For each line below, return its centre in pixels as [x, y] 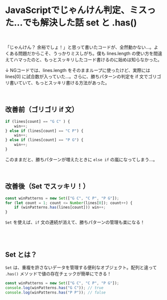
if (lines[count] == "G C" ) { [38, 121]
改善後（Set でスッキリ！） [47, 186]
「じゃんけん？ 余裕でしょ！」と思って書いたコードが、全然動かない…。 [80, 47]
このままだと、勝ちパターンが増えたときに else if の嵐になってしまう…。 [82, 159]
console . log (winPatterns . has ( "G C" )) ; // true [54, 288]
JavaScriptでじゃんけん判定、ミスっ [81, 10]
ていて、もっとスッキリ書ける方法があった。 [64, 82]
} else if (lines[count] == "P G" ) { [44, 140]
